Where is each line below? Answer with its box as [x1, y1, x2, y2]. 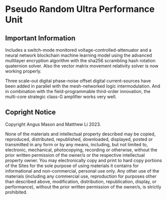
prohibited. [5, 189, 27, 195]
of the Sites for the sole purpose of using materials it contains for [5, 163, 139, 169]
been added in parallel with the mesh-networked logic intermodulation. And [5, 83, 161, 89]
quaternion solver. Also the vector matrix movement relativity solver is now [5, 63, 159, 69]
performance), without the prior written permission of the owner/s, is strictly [5, 184, 162, 190]
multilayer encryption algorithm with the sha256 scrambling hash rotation [5, 58, 156, 63]
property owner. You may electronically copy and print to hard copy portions [5, 157, 162, 163]
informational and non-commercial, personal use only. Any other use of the [5, 168, 160, 174]
